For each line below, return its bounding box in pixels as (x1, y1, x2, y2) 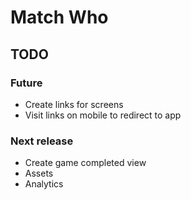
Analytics (24, 178, 64, 190)
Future (10, 76, 43, 90)
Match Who (10, 6, 109, 29)
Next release (10, 134, 74, 148)
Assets (24, 167, 54, 180)
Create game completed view (24, 157, 147, 169)
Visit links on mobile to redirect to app (24, 109, 182, 121)
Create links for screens (24, 98, 124, 110)
